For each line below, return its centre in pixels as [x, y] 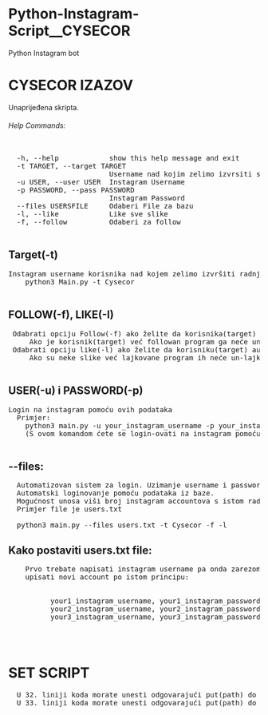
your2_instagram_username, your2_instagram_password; [158, 609]
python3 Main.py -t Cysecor [80, 282]
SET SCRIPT [49, 673]
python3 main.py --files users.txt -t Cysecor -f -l [122, 525]
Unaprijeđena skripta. [44, 107]
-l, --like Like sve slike [93, 214]
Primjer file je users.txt [69, 509]
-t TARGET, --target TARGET [71, 166]
